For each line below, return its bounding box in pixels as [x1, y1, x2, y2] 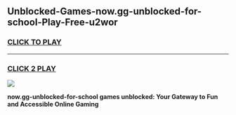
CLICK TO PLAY [7, 38, 62, 47]
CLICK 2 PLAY [7, 63, 56, 73]
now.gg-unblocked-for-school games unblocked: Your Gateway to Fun [7, 92, 218, 100]
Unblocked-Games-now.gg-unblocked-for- [7, 6, 202, 17]
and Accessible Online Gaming [7, 100, 99, 108]
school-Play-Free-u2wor [7, 17, 118, 29]
